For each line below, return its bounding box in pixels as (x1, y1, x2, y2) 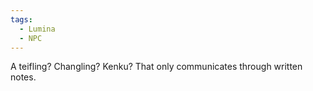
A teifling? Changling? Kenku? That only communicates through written (10, 61, 303, 73)
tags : (10, 14, 33, 25)
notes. (10, 71, 37, 83)
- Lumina (19, 24, 56, 34)
